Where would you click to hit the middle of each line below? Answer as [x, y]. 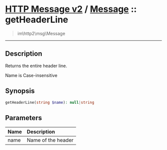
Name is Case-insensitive [31, 75]
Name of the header [50, 140]
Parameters [24, 118]
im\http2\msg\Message [41, 33]
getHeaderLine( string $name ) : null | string [50, 102]
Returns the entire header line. [36, 66]
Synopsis [20, 91]
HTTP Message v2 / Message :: [71, 9]
